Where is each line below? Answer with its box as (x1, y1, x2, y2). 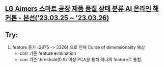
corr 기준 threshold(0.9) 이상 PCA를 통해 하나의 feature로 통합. (19, 57, 142, 63)
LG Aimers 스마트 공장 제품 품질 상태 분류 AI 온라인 (5, 4, 151, 13)
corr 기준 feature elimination (19, 50, 76, 56)
